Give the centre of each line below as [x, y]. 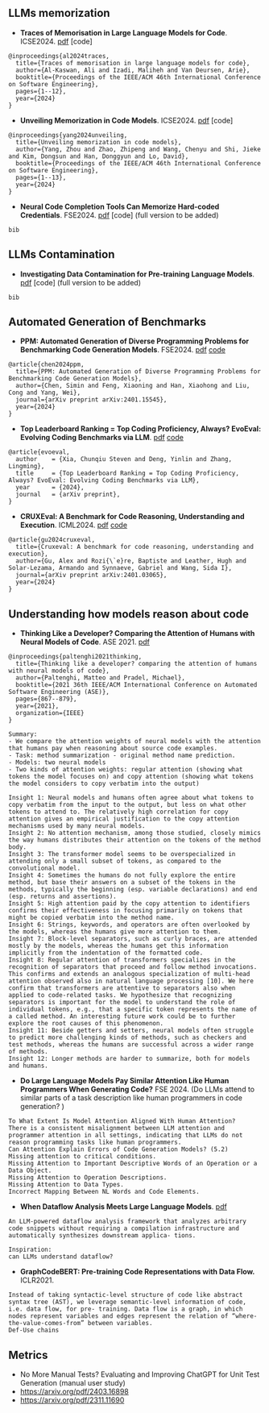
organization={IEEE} [50, 713]
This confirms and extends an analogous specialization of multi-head [129, 975]
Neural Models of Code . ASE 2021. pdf [85, 642]
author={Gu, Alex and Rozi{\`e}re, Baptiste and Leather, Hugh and [131, 561]
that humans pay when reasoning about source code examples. [113, 749]
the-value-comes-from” [46, 1324]
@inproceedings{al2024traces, [59, 56]
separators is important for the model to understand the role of [122, 1003]
